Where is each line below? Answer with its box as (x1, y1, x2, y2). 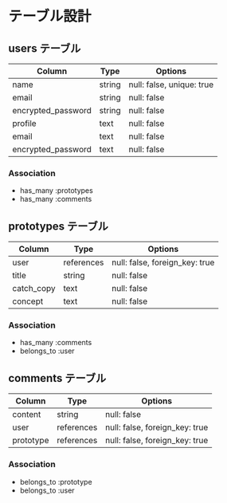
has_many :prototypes (19, 186, 93, 195)
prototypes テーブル (8, 219, 109, 233)
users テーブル (8, 41, 81, 55)
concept (12, 296, 44, 307)
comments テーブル (8, 371, 107, 385)
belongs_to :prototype (19, 477, 93, 486)
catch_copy (12, 283, 56, 294)
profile (12, 118, 37, 128)
